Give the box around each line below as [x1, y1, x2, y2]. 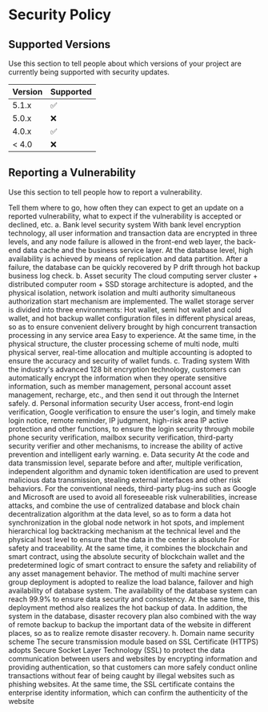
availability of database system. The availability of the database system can [8, 585, 258, 595]
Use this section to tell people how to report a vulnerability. [8, 187, 202, 197]
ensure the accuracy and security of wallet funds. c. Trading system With [8, 356, 250, 365]
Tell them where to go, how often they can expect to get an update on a [8, 203, 244, 212]
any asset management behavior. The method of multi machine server [8, 569, 240, 578]
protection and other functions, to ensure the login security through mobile [8, 424, 254, 433]
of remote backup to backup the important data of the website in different [8, 619, 251, 630]
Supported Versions [8, 38, 110, 51]
